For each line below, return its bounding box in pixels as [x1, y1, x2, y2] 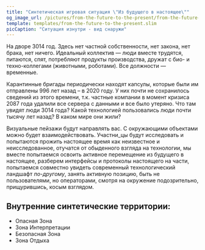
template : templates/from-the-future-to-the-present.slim [6, 20, 157, 26]
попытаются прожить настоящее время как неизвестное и [6, 138, 160, 145]
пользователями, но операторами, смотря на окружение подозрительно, [6, 177, 199, 184]
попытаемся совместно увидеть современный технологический [6, 164, 176, 171]
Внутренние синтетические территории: [6, 201, 171, 211]
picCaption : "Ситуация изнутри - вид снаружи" [6, 26, 127, 32]
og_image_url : [6, 15, 43, 21]
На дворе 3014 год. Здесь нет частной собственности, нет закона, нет [6, 43, 190, 50]
